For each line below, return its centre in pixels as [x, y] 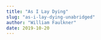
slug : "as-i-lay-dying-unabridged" [51, 17]
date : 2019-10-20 [28, 28]
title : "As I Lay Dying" [37, 11]
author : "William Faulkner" [41, 22]
